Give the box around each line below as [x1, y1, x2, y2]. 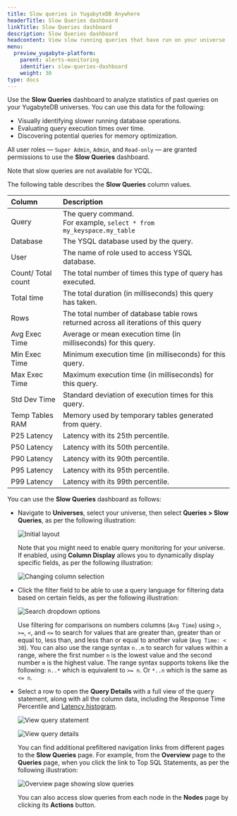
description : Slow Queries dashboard [7, 30, 119, 37]
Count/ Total [11, 268, 52, 278]
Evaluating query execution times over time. [17, 124, 145, 133]
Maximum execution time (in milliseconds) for [63, 370, 214, 380]
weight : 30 [20, 69, 52, 76]
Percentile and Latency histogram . [17, 702, 118, 711]
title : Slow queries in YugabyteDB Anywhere [7, 10, 140, 18]
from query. [63, 419, 102, 429]
